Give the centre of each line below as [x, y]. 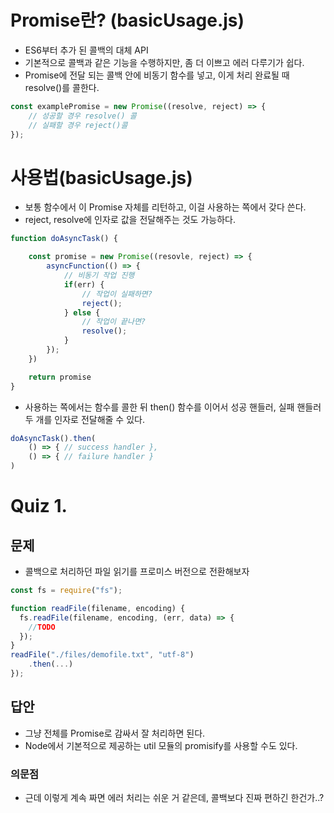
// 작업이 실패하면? [117, 294]
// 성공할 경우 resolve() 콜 [82, 116]
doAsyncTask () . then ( [53, 438]
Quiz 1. [39, 506]
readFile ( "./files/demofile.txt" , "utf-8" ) [102, 655]
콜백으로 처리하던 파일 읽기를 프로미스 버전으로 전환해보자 [137, 571]
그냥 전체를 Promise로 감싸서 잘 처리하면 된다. [115, 733]
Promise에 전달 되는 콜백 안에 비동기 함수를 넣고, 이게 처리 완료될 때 [157, 75]
